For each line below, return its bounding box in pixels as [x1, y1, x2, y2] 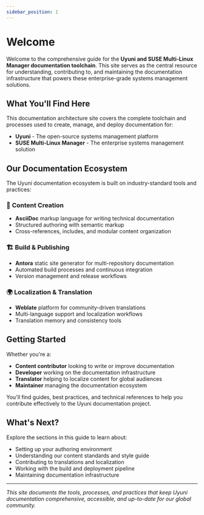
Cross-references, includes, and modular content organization [15, 228, 171, 235]
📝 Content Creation [6, 201, 64, 210]
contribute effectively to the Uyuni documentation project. [6, 400, 152, 407]
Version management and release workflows [15, 272, 127, 279]
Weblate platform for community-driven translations [15, 304, 146, 312]
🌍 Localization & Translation [6, 288, 92, 296]
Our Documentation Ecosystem [6, 163, 127, 174]
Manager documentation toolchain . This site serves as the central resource [6, 61, 197, 69]
